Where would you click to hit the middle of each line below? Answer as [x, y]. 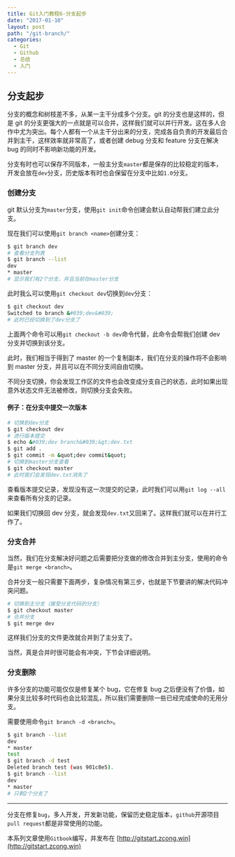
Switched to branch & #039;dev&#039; [60, 313]
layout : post [26, 27]
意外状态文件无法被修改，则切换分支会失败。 [72, 390]
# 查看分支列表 [26, 253]
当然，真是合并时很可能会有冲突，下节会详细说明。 [81, 652]
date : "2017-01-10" [36, 20]
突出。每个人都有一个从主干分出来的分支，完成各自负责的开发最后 [126, 132]
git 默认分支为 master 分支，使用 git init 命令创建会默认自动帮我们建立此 [110, 209]
